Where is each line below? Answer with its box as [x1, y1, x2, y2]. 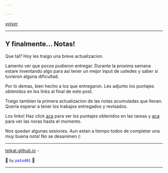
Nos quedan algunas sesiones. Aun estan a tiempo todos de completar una [5, 128, 160, 134]
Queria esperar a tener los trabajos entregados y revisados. [5, 103, 128, 109]
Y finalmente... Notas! [5, 40, 75, 48]
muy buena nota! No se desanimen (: [5, 133, 81, 139]
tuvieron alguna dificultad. [5, 73, 59, 79]
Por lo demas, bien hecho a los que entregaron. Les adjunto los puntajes [5, 83, 154, 89]
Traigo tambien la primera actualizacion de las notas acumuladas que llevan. [5, 98, 162, 104]
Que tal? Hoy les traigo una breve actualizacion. [5, 53, 103, 59]
